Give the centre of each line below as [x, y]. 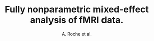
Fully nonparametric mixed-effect [77, 9]
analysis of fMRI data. [77, 20]
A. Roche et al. [77, 34]
